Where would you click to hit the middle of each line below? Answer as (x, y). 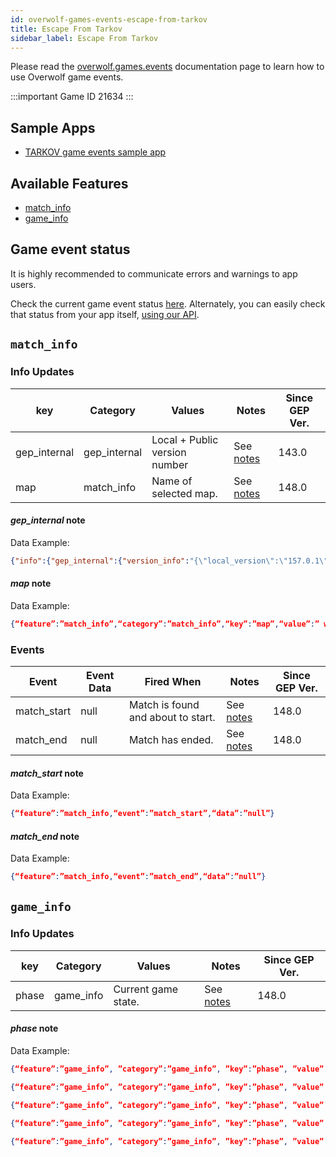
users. (23, 284)
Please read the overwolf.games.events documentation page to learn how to (167, 67)
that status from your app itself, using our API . (105, 314)
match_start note (47, 773)
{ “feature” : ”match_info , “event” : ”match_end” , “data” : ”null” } (138, 877)
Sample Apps (53, 127)
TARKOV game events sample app (95, 152)
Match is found (164, 704)
